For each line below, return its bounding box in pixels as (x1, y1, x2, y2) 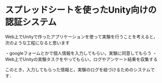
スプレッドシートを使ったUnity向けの (5, 4, 157, 16)
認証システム (5, 17, 57, 28)
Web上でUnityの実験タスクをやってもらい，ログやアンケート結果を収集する (5, 56, 158, 62)
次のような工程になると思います (5, 40, 70, 45)
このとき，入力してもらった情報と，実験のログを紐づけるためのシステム (5, 66, 151, 72)
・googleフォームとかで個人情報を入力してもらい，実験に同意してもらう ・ (5, 50, 157, 56)
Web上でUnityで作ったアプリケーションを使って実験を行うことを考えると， (5, 34, 158, 40)
